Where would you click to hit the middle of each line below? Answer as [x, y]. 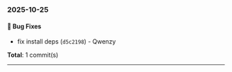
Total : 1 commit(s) [33, 55]
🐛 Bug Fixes [24, 26]
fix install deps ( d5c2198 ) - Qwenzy [66, 42]
